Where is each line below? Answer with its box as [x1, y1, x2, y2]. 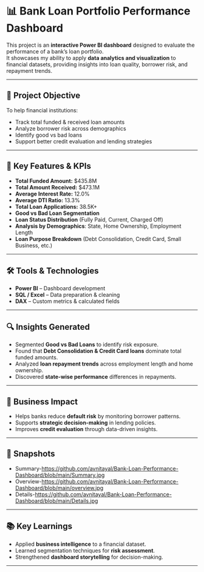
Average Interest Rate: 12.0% [15, 190, 90, 197]
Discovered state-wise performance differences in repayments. [15, 373, 177, 381]
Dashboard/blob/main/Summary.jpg [15, 471, 105, 478]
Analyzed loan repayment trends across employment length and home [15, 360, 193, 367]
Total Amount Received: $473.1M [15, 183, 100, 191]
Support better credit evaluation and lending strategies [15, 137, 152, 145]
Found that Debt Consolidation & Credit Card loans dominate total [15, 347, 182, 355]
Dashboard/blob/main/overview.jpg [15, 484, 104, 491]
